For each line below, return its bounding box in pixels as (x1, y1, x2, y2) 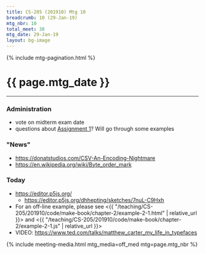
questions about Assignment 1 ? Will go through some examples (15, 125, 174, 132)
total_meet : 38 (6, 26, 45, 32)
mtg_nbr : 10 (6, 20, 37, 26)
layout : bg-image (6, 37, 51, 43)
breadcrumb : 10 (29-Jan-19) (6, 15, 78, 21)
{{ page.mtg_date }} (6, 76, 110, 89)
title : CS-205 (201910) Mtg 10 (6, 9, 86, 15)
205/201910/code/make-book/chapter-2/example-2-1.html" (15, 209, 165, 217)
